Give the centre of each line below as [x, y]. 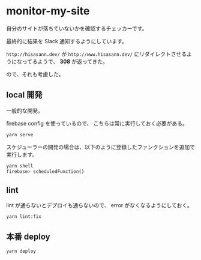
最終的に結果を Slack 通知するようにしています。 [67, 41]
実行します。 [22, 154]
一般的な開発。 [25, 110]
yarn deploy [21, 251]
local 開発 [24, 95]
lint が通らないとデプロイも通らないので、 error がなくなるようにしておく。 [100, 205]
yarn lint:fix [24, 217]
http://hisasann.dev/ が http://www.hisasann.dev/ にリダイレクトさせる [97, 54]
